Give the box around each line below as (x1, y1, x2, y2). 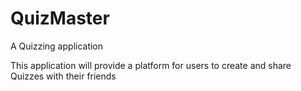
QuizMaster (10, 7, 110, 30)
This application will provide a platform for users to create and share (10, 59, 292, 71)
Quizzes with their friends (10, 70, 117, 82)
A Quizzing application (10, 40, 104, 52)
